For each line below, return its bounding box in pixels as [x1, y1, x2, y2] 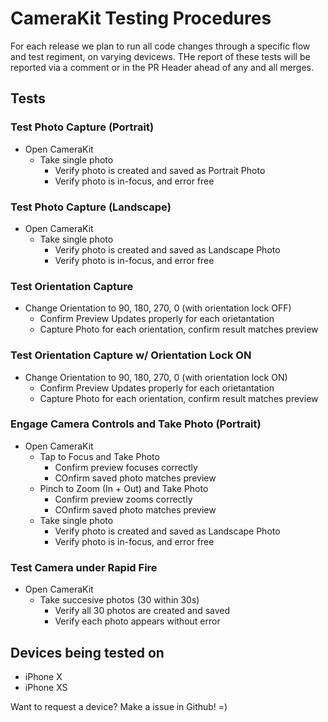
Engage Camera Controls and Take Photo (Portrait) [10, 417, 262, 431]
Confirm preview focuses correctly [54, 461, 198, 473]
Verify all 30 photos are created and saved [54, 605, 231, 617]
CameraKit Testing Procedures [10, 7, 272, 30]
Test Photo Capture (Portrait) [10, 120, 155, 134]
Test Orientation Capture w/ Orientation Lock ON [10, 348, 252, 362]
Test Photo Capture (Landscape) [10, 200, 172, 214]
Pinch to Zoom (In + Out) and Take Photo [39, 482, 209, 494]
